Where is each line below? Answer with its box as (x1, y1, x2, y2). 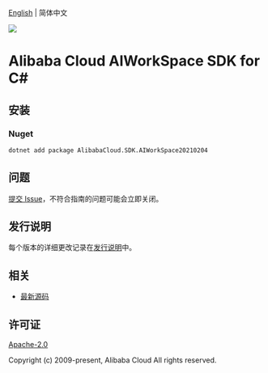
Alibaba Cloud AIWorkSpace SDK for (8, 52, 261, 70)
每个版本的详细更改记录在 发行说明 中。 (8, 243, 136, 252)
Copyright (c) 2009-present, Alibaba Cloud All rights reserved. (8, 355, 217, 365)
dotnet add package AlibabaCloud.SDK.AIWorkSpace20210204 (8, 146, 208, 155)
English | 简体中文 (8, 8, 68, 17)
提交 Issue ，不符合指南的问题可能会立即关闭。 (8, 193, 164, 203)
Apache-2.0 (8, 340, 49, 349)
